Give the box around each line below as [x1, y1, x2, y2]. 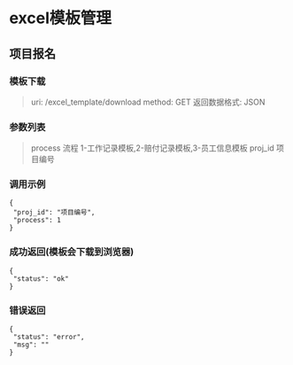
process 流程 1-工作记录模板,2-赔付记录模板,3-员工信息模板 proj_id [30, 143, 274, 153]
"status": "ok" [12, 274, 69, 283]
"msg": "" [12, 340, 50, 350]
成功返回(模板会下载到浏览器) [9, 245, 135, 258]
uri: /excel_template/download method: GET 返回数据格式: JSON [30, 97, 266, 107]
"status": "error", [12, 333, 86, 342]
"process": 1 [12, 216, 62, 225]
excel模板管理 [9, 8, 112, 28]
